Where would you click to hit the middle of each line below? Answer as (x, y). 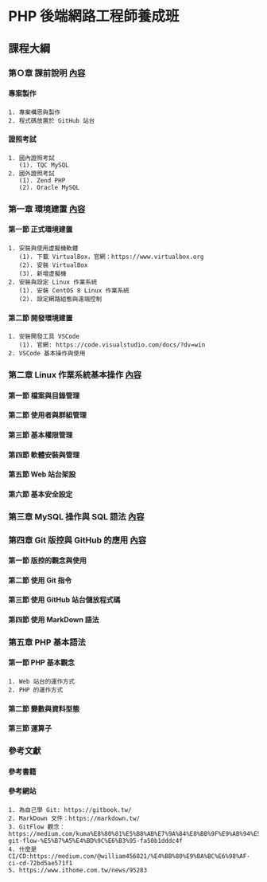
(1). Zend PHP (42, 180)
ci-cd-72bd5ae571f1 (41, 863)
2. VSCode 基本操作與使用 (47, 354)
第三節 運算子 (30, 728)
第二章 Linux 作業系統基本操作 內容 (75, 375)
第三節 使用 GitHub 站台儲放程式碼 (64, 600)
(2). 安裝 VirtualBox (53, 265)
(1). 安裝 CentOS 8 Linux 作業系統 (74, 291)
